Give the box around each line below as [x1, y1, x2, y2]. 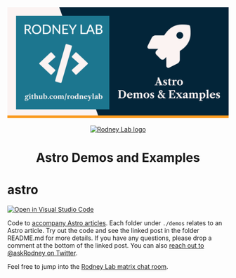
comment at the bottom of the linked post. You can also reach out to [7, 241, 204, 250]
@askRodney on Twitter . [7, 249, 78, 258]
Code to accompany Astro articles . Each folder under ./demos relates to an [7, 219, 223, 227]
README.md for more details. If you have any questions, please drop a [7, 234, 212, 242]
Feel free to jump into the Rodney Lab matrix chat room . [7, 263, 169, 271]
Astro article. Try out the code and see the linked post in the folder [7, 227, 199, 235]
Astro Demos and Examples [36, 150, 200, 166]
